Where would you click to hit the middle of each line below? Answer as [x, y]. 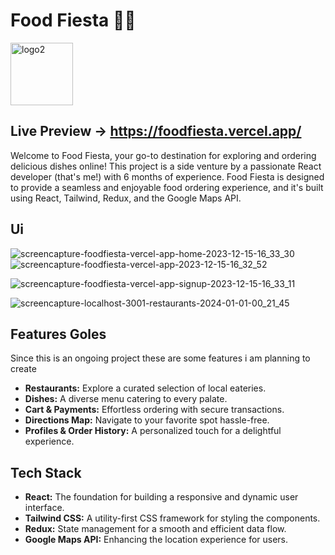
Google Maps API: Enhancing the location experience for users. [156, 540]
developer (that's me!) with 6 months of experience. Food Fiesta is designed [167, 176]
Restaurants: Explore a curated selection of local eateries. [145, 388]
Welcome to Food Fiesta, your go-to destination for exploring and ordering [163, 155]
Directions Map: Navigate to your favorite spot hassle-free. [147, 420]
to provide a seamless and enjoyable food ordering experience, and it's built [167, 187]
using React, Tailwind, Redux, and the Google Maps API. [126, 198]
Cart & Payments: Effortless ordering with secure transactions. [154, 410]
